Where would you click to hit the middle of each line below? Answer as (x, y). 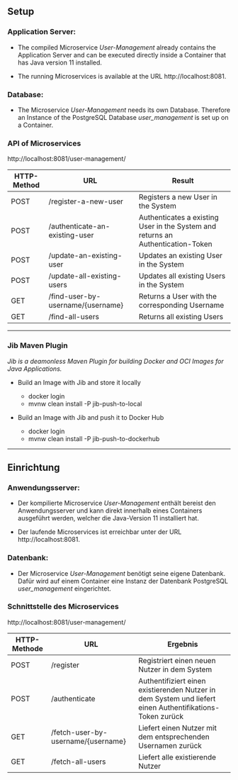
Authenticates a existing (178, 218)
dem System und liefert (177, 698)
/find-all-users (74, 317)
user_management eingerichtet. (64, 589)
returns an (156, 235)
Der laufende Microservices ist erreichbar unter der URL (100, 532)
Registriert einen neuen (177, 660)
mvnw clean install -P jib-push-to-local (85, 403)
